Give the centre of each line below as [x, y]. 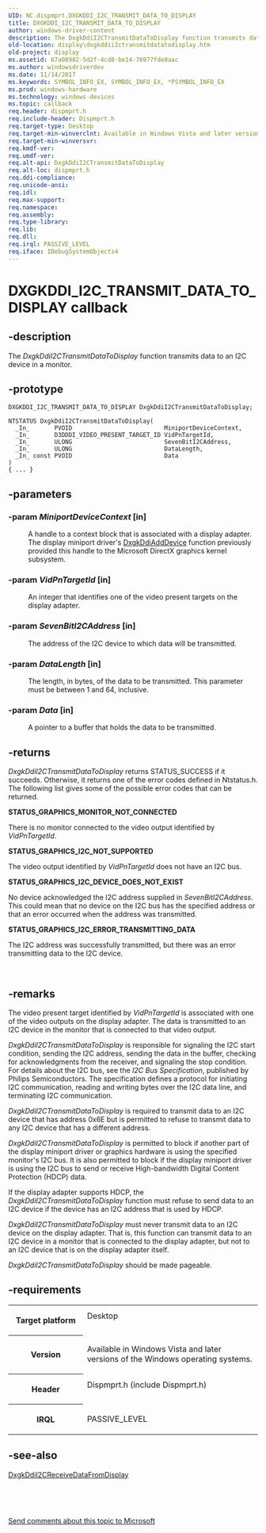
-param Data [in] [41, 710]
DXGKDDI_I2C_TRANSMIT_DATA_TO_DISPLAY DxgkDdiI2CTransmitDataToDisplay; [131, 408]
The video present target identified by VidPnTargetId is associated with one [131, 1013]
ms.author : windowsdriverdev [56, 67]
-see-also [33, 1456]
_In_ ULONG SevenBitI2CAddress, [123, 442]
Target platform [46, 1320]
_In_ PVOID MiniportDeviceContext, [129, 428]
